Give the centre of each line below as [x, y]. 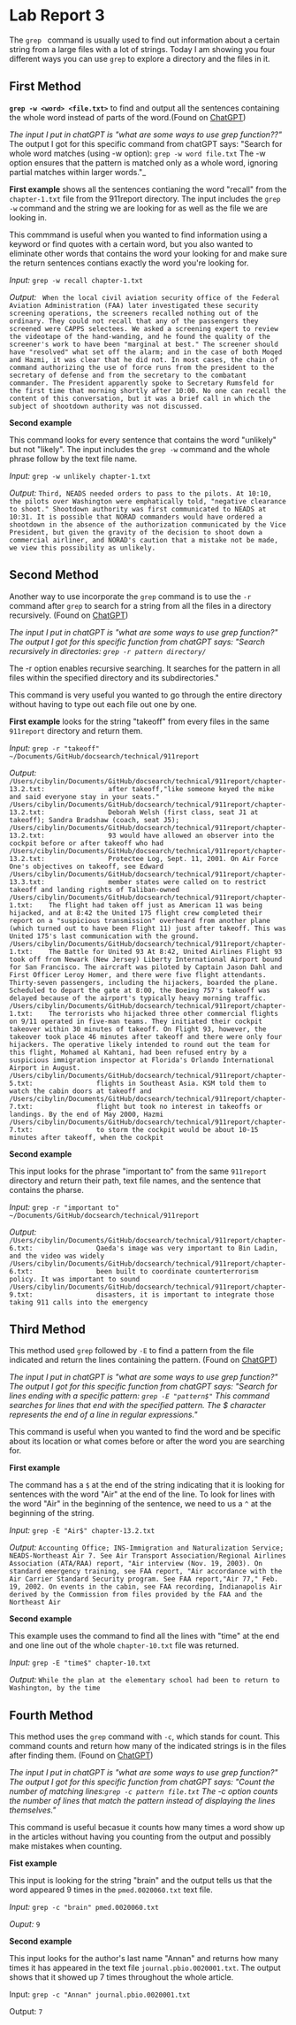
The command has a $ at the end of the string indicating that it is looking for [147, 1485]
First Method [45, 86]
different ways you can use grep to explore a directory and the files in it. [140, 58]
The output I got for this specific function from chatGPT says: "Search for [144, 1387]
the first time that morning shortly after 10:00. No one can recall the [148, 390]
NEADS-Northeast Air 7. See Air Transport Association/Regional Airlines [148, 1556]
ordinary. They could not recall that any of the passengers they [134, 321]
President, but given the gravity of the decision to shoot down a [136, 532]
